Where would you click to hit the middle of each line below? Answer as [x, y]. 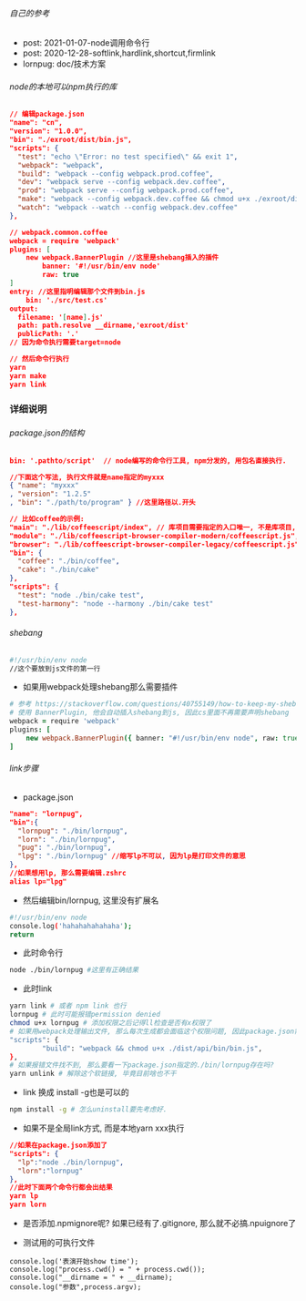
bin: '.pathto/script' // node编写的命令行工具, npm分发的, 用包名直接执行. [148, 461]
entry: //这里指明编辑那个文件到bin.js [77, 292]
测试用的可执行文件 [59, 1243]
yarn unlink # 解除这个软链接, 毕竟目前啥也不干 [93, 1074]
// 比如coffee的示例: [47, 519]
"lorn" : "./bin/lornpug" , [67, 839]
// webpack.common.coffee [58, 232]
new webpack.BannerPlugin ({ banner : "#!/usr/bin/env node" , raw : [153, 738]
